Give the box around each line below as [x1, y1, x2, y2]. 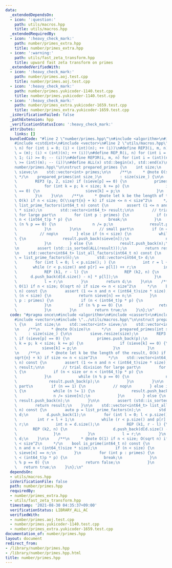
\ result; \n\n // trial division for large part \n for [14, 365, 166, 370]
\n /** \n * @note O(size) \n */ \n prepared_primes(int [14, 326, 164, 332]
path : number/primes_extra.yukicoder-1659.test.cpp [14, 103, 127, 108]
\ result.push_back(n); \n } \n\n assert [14, 398, 132, 403]
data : [5, 7, 17, 13]
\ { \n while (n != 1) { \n [14, 388, 95, 393]
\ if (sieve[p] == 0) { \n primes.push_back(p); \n [14, 336, 147, 341]
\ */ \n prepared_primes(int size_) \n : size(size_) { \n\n [14, 174, 164, 179]
